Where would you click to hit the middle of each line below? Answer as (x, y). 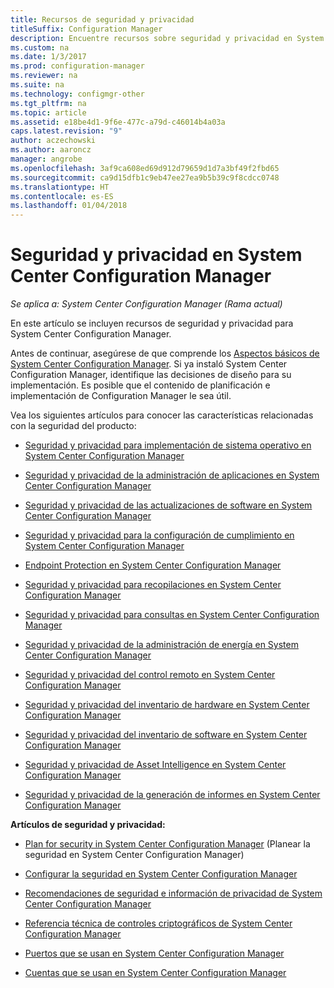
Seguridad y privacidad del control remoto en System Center (150, 675)
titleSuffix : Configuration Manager (86, 29)
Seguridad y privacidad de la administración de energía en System (161, 645)
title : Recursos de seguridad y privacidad (102, 19)
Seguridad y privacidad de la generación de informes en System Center (172, 795)
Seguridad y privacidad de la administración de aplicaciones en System (172, 475)
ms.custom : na (40, 47)
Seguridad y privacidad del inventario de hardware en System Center (167, 705)
